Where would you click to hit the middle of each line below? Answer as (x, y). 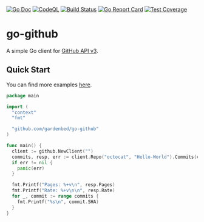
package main (23, 95)
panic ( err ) (31, 168)
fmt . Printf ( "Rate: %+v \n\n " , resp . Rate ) (63, 191)
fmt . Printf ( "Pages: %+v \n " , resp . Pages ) (63, 185)
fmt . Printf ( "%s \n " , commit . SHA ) (58, 202)
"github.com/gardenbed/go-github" (55, 129)
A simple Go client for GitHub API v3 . (52, 50)
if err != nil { (32, 162)
